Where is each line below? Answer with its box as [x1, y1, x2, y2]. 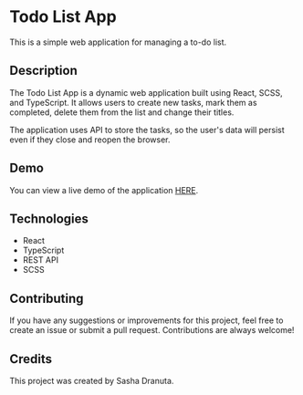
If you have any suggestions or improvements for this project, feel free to [9, 315, 284, 326]
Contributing [9, 290, 84, 307]
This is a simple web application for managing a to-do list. [9, 36, 227, 47]
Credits [9, 351, 53, 367]
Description [9, 63, 78, 78]
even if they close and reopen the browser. [9, 134, 171, 145]
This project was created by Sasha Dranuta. [9, 376, 174, 386]
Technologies [9, 211, 89, 226]
